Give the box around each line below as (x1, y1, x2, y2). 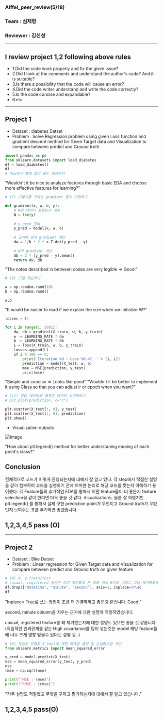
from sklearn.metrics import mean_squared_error (5, 646, 105, 651)
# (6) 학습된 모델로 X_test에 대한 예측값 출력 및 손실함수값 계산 (5, 641, 122, 646)
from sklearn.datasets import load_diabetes (5, 158, 97, 162)
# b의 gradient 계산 (14, 249, 52, 253)
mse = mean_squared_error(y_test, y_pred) (5, 659, 92, 664)
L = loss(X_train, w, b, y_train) (14, 343, 83, 348)
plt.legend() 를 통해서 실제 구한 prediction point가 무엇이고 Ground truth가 (5, 501, 148, 506)
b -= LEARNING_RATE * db (14, 339, 64, 343)
